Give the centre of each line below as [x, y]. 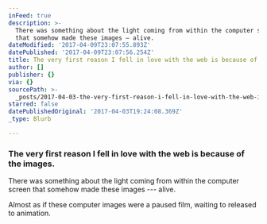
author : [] [26, 68]
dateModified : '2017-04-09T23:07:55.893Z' [79, 45]
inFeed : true [30, 15]
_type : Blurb [30, 119]
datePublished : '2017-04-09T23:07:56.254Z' [81, 52]
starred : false [33, 104]
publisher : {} [32, 75]
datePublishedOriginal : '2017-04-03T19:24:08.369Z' [95, 112]
